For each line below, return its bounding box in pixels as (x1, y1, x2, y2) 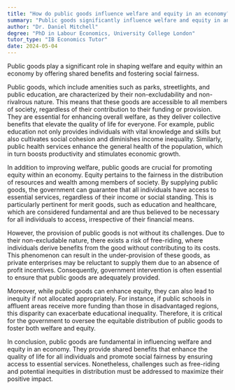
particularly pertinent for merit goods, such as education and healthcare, (7, 201, 217, 208)
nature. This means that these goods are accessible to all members (34, 98, 227, 106)
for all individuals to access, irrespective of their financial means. (7, 215, 194, 224)
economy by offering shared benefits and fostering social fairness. (7, 69, 199, 78)
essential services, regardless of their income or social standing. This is (7, 193, 214, 201)
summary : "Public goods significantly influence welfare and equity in (7, 17, 220, 24)
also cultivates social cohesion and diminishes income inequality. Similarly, (7, 135, 222, 143)
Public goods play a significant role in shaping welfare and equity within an (7, 62, 223, 70)
